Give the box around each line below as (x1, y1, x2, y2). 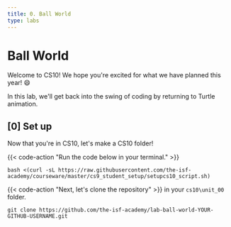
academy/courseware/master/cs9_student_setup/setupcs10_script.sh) (7, 173, 211, 180)
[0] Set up (7, 120, 52, 132)
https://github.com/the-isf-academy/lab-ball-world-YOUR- (38, 206, 214, 214)
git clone (7, 206, 37, 214)
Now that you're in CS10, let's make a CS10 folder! (7, 139, 154, 148)
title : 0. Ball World (7, 10, 72, 18)
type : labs (7, 17, 40, 24)
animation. (7, 100, 38, 109)
